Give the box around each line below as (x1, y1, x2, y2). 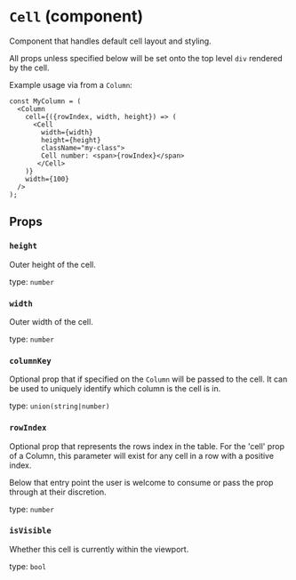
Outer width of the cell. (9, 316, 93, 326)
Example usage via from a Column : (9, 79, 133, 90)
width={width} (41, 127, 93, 137)
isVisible (9, 526, 52, 536)
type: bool (9, 560, 47, 571)
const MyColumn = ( (9, 96, 82, 106)
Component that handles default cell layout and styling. (9, 36, 212, 46)
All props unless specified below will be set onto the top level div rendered (9, 52, 283, 63)
